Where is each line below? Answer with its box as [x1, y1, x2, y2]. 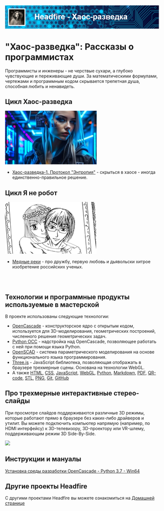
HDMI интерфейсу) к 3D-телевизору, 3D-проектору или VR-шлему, [5, 425, 145, 431]
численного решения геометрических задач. [12, 333, 107, 339]
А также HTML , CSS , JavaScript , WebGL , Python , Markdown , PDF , [12, 369, 147, 375]
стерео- [113, 389, 140, 397]
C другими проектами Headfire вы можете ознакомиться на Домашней [5, 495, 155, 501]
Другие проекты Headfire [5, 482, 88, 490]
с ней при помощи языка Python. [12, 343, 82, 349]
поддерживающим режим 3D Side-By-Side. [5, 431, 96, 437]
